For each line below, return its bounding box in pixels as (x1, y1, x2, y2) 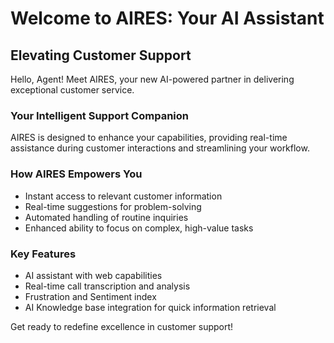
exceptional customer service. (10, 84, 135, 96)
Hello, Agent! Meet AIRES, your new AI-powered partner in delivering (10, 73, 295, 85)
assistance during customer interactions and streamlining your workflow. (10, 142, 310, 154)
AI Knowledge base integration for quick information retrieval (24, 301, 277, 313)
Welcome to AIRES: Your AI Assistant (10, 7, 325, 30)
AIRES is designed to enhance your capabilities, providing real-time (10, 132, 288, 144)
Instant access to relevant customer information (24, 190, 223, 202)
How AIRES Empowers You (10, 167, 143, 181)
